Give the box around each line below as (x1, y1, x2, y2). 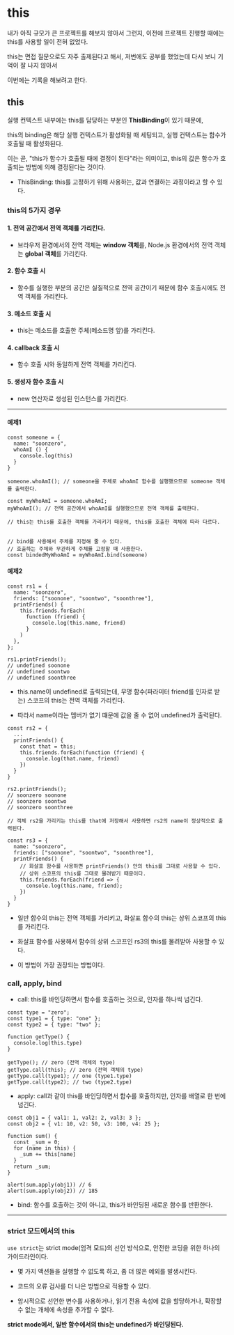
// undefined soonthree (7, 674, 77, 682)
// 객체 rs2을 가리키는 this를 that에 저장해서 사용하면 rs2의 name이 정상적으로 (7, 818, 216, 825)
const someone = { (7, 434, 61, 441)
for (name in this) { (13, 1145, 77, 1152)
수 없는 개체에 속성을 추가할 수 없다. (17, 1305, 114, 1313)
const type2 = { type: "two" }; (7, 1022, 101, 1029)
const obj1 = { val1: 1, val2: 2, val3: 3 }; (7, 1114, 141, 1122)
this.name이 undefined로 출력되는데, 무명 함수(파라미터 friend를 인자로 (17, 687, 213, 696)
